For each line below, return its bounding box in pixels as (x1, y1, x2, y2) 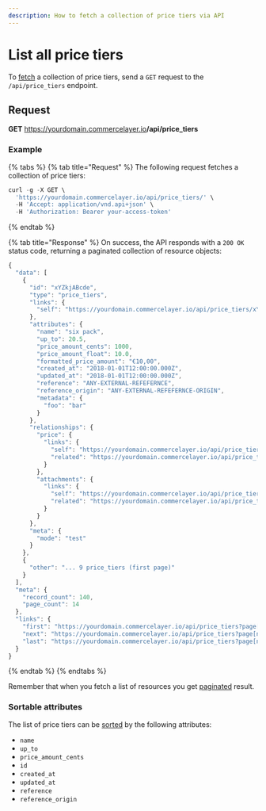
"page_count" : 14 (22, 600, 80, 609)
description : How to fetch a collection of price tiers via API (8, 11, 225, 20)
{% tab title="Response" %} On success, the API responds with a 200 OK (8, 238, 245, 247)
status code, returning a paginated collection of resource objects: (8, 247, 222, 256)
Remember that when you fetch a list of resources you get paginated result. (8, 682, 255, 691)
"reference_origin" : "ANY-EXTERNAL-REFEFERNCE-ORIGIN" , (36, 387, 225, 395)
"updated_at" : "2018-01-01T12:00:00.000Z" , (36, 372, 182, 381)
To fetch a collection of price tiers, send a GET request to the (8, 72, 204, 82)
